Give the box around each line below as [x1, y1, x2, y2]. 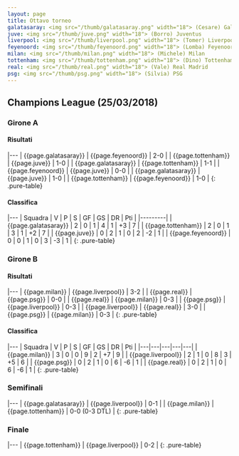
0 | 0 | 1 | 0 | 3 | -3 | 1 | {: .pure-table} [7, 237, 116, 245]
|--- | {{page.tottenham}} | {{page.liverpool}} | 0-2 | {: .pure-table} [7, 441, 202, 450]
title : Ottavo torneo [7, 17, 72, 24]
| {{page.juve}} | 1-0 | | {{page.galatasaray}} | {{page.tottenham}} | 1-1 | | [7, 159, 221, 167]
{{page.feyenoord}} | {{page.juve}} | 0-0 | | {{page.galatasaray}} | [7, 167, 201, 175]
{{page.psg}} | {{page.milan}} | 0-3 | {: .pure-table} [7, 311, 158, 319]
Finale [7, 425, 29, 435]
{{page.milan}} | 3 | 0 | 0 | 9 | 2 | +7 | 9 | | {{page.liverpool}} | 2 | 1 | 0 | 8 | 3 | [7, 350, 232, 358]
